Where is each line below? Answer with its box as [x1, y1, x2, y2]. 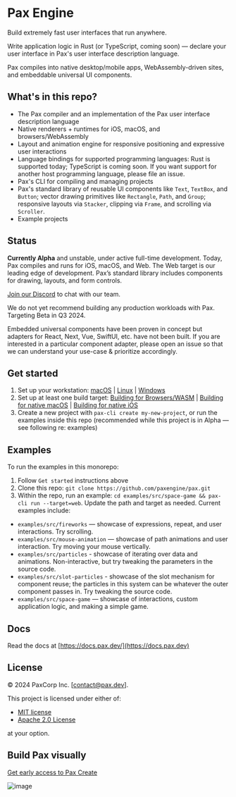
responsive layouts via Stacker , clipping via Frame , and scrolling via [17, 199, 211, 208]
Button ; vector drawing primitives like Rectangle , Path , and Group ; [17, 192, 206, 200]
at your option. [7, 729, 50, 737]
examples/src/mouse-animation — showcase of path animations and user [17, 535, 228, 543]
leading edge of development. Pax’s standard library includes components [7, 268, 223, 277]
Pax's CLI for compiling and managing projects [17, 177, 154, 185]
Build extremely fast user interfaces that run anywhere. [7, 28, 167, 37]
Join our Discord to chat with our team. [7, 290, 121, 298]
